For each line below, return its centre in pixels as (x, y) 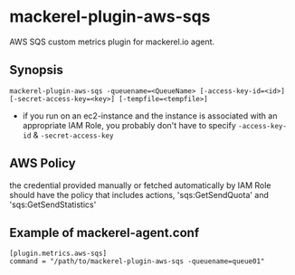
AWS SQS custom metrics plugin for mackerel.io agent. (112, 42)
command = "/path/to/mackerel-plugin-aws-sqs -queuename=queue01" (137, 261)
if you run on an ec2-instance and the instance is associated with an (150, 116)
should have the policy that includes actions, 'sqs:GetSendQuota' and (139, 194)
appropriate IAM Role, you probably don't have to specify (129, 125)
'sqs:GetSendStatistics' (53, 204)
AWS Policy (43, 163)
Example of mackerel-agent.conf (105, 232)
